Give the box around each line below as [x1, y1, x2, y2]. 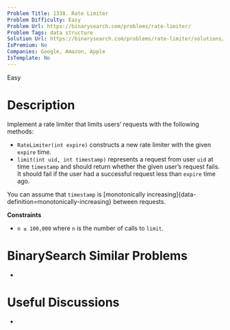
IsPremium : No [7, 42, 48, 49]
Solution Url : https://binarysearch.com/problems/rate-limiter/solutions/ [7, 36, 225, 42]
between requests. [112, 197, 166, 205]
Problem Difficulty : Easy [7, 16, 81, 23]
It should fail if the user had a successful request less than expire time [16, 169, 216, 178]
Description [7, 97, 75, 113]
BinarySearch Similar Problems [7, 248, 188, 264]
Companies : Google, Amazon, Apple [7, 49, 106, 55]
